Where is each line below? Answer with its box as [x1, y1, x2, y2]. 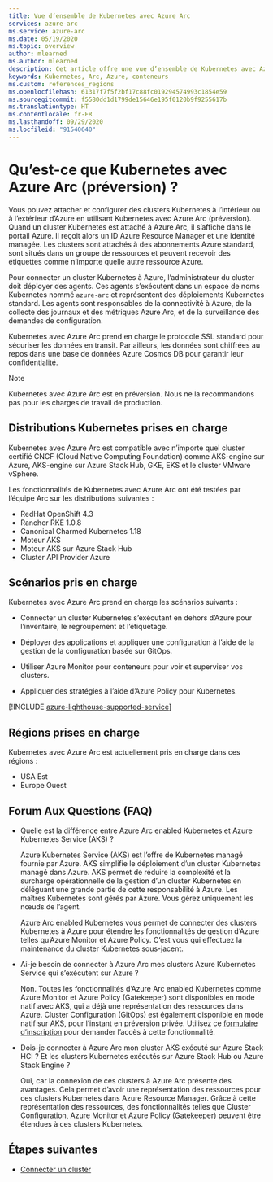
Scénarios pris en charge [8, 576, 138, 589]
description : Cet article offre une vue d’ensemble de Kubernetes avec [8, 65, 256, 73]
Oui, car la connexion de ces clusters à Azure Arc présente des [19, 1075, 232, 1085]
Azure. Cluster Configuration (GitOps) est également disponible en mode [19, 1009, 264, 1019]
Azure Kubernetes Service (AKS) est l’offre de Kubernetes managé [19, 850, 244, 860]
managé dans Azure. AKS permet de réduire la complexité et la [19, 867, 232, 877]
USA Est [19, 772, 49, 781]
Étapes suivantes [8, 1143, 98, 1157]
